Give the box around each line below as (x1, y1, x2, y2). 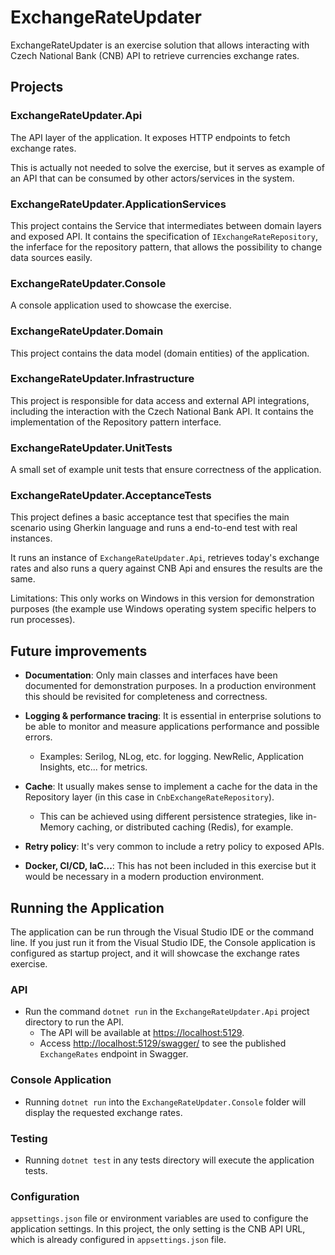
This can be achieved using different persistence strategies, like (39, 811, 304, 823)
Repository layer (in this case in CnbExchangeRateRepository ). (24, 791, 275, 803)
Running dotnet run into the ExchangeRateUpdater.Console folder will (24, 1096, 307, 1108)
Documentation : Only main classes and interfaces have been (24, 669, 278, 681)
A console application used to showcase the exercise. (10, 299, 232, 311)
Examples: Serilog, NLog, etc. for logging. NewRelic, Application (39, 751, 304, 763)
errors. (24, 731, 53, 743)
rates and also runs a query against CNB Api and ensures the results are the (10, 562, 323, 575)
